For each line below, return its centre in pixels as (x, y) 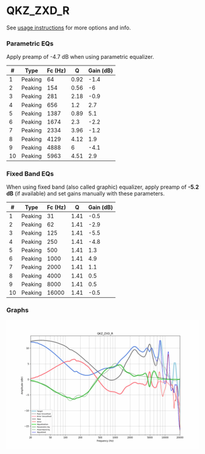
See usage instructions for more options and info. (69, 28)
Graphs (17, 310)
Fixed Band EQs (30, 173)
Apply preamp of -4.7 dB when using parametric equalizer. (80, 57)
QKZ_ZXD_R (38, 11)
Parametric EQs (30, 44)
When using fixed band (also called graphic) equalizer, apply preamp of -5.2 (103, 187)
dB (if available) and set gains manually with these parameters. (86, 194)
